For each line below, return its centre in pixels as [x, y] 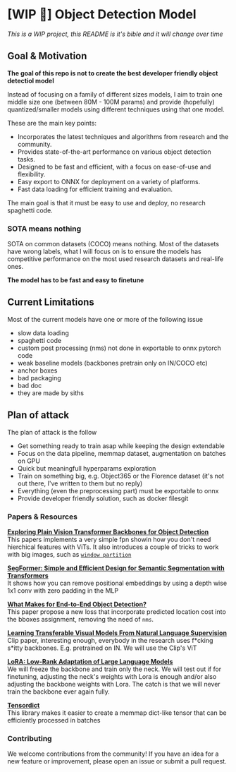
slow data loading [43, 333]
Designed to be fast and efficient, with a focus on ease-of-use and [114, 167]
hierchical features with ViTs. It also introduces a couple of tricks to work [113, 547]
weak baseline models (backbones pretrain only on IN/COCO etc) [112, 363]
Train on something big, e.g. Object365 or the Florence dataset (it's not [120, 476]
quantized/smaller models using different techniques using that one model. [116, 109]
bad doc [30, 385]
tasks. [26, 159]
